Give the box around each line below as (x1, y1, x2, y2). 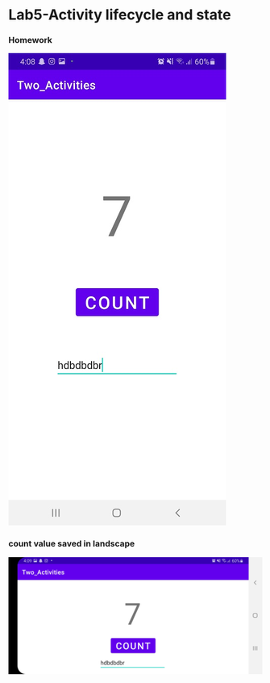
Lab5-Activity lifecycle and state (8, 6, 231, 24)
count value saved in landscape (8, 538, 135, 550)
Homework (8, 35, 52, 46)
